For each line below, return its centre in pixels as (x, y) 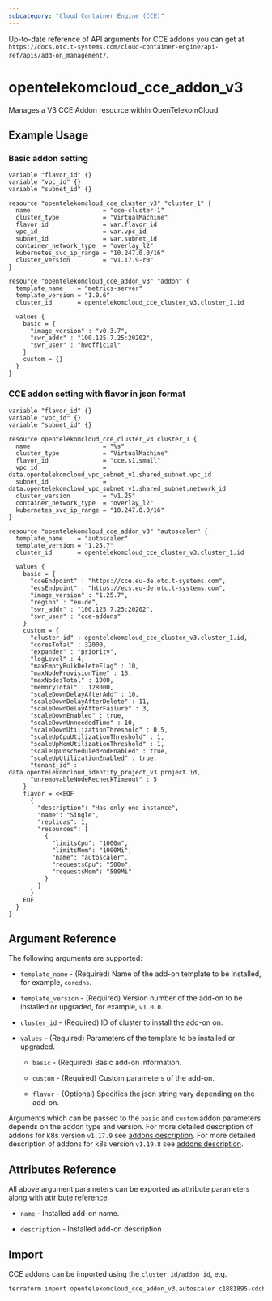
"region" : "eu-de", (64, 602)
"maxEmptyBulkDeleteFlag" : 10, (84, 666)
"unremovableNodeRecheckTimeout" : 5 (93, 779)
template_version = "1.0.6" (63, 296)
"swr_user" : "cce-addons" (75, 616)
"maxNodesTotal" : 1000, (72, 680)
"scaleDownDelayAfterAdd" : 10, (84, 694)
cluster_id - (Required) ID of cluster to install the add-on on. (121, 1022)
